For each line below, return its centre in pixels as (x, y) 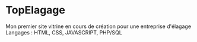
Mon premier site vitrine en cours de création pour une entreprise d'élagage (98, 26)
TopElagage (36, 10)
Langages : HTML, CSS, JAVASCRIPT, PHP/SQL (64, 32)
